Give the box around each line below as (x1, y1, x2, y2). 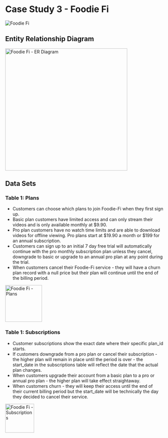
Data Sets (5, 179, 36, 188)
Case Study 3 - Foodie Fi (5, 4, 109, 15)
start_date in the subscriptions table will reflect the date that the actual (12, 362, 158, 368)
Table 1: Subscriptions (5, 329, 61, 336)
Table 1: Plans (5, 194, 39, 201)
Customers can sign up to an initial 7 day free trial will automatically (12, 243, 152, 249)
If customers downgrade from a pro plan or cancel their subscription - (12, 351, 157, 357)
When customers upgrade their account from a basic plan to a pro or (12, 372, 155, 378)
